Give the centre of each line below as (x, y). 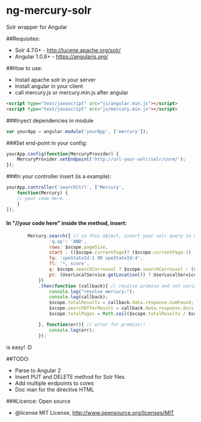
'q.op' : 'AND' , (68, 241)
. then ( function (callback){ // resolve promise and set (109, 286)
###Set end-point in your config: (47, 143)
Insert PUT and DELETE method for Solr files (70, 377)
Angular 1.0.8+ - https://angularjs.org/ (61, 56)
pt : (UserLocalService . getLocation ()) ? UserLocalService (123, 275)
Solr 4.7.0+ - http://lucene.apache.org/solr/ (68, 50)
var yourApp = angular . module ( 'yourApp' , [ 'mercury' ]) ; (77, 131)
